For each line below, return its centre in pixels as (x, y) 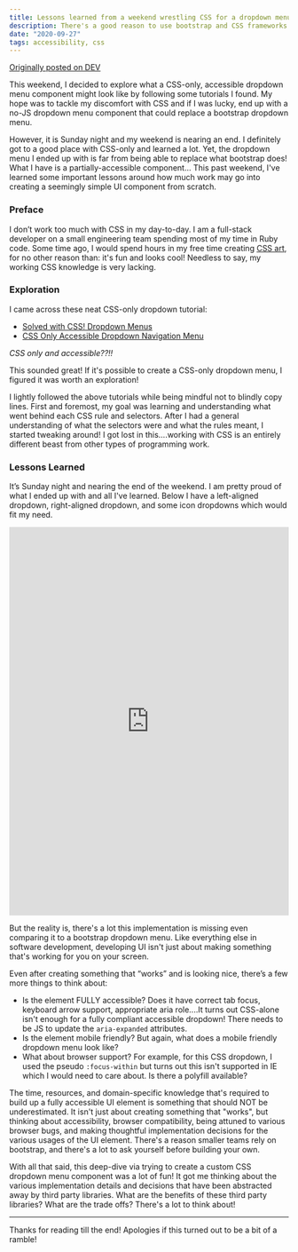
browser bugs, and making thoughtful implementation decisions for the (139, 1131)
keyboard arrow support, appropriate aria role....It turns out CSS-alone (150, 1010)
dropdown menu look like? (70, 1048)
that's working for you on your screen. (79, 956)
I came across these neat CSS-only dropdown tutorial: (108, 309)
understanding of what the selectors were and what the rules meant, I (137, 425)
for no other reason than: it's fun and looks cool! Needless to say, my (135, 258)
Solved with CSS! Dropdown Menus (87, 326)
